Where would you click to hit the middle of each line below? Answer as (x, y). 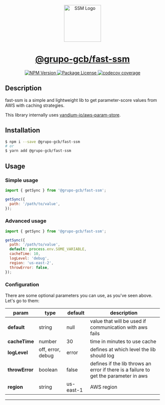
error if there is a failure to (120, 370)
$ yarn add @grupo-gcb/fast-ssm (38, 151)
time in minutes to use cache (123, 341)
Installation (23, 130)
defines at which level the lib (123, 349)
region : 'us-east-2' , (32, 263)
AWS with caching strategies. (35, 105)
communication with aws (119, 327)
